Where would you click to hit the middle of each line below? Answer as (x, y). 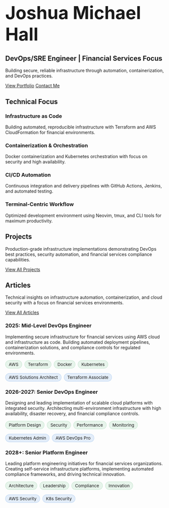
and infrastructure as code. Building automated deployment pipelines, (78, 342)
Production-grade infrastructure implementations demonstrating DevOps (81, 249)
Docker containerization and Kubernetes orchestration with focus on (76, 157)
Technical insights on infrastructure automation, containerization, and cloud (84, 297)
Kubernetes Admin (27, 438)
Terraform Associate (88, 377)
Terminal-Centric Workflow (40, 204)
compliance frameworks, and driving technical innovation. (66, 474)
